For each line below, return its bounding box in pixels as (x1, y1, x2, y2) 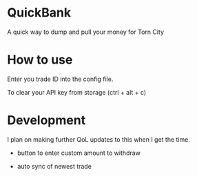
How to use (7, 52, 73, 68)
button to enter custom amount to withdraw (17, 149, 141, 157)
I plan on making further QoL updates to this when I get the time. (7, 135, 191, 143)
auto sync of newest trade (17, 162, 92, 170)
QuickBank (7, 5, 71, 21)
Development (7, 113, 86, 129)
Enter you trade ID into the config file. (7, 75, 114, 83)
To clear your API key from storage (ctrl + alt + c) (7, 88, 147, 96)
